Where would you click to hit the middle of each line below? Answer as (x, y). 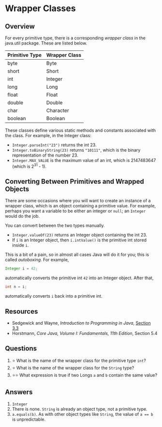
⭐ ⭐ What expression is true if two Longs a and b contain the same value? (85, 375)
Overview (20, 26)
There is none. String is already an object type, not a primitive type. (80, 409)
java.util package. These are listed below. (46, 43)
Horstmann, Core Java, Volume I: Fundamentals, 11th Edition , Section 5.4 (85, 333)
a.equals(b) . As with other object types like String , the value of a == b (82, 414)
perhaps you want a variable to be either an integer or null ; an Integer (75, 211)
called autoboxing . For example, (37, 260)
